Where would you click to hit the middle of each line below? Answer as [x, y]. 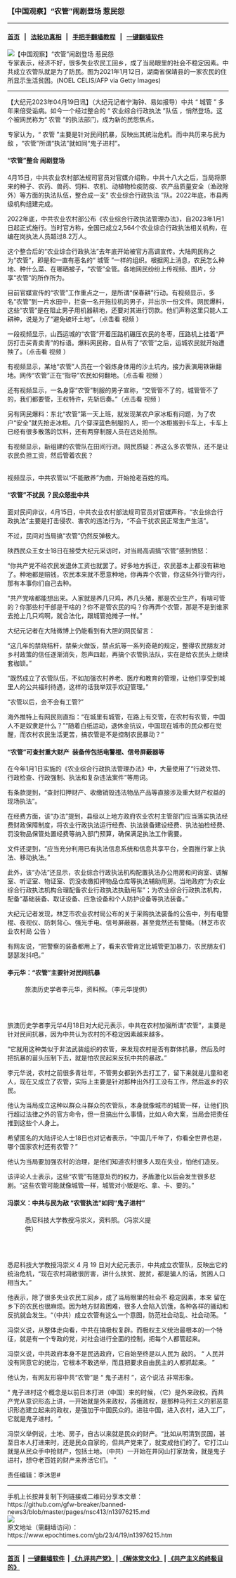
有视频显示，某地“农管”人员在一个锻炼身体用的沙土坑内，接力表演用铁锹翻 [115, 366]
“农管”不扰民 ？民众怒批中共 [48, 495]
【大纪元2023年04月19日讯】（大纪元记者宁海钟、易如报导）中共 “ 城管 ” [112, 102]
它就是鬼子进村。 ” [34, 1418]
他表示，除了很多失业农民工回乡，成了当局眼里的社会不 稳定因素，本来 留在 [117, 1297]
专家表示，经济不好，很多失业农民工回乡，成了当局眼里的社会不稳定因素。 [115, 63]
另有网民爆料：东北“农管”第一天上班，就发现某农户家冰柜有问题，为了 [109, 413]
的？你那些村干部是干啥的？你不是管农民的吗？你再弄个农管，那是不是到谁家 [118, 607]
